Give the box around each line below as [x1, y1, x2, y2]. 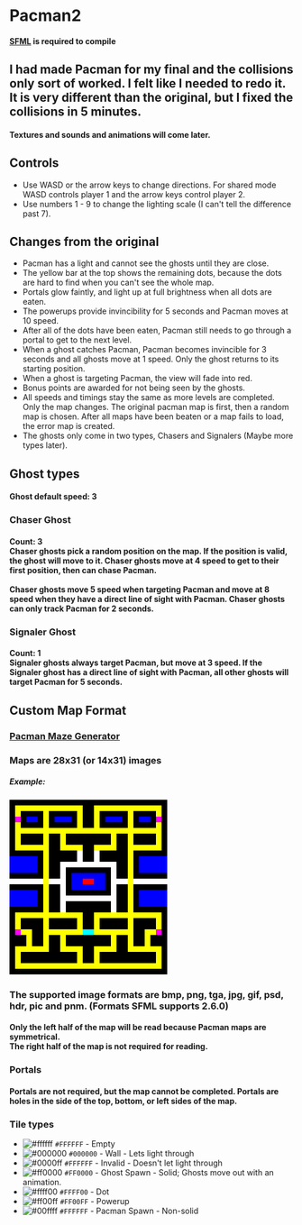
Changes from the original [9, 233, 160, 249]
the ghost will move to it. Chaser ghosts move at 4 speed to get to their [9, 555, 279, 566]
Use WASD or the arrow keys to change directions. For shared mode [22, 179, 277, 190]
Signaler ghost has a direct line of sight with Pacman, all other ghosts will [9, 667, 289, 678]
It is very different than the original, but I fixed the [9, 90, 294, 105]
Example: [9, 776, 46, 787]
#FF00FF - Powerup [59, 1195, 130, 1206]
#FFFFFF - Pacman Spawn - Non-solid [59, 1205, 199, 1216]
